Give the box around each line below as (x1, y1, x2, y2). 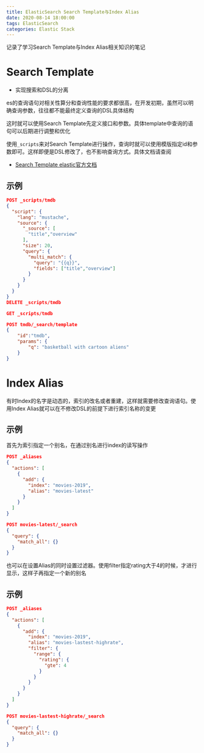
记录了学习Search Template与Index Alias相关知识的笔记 (6, 43, 146, 51)
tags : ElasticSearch (6, 20, 59, 26)
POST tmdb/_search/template (6, 321, 78, 327)
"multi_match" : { (28, 254, 72, 260)
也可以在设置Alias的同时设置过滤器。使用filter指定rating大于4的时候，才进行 (6, 562, 197, 569)
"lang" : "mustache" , (17, 214, 69, 220)
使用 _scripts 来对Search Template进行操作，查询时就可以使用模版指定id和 (6, 140, 193, 148)
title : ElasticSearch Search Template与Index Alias (6, 9, 139, 15)
